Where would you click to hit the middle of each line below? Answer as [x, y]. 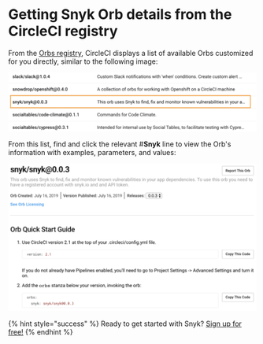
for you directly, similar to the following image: [83, 61]
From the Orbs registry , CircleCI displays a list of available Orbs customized [131, 53]
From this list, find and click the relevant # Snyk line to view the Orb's [120, 144]
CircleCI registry [63, 31]
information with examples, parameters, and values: [92, 152]
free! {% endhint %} [41, 332]
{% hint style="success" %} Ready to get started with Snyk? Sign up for [125, 324]
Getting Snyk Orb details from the [120, 15]
